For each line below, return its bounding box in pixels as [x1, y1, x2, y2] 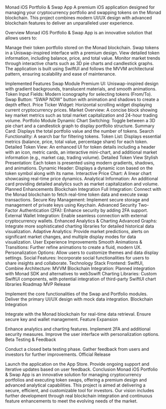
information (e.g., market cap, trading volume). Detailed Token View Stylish [5, 155, 159, 161]
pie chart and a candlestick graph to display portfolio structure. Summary [5, 123, 155, 129]
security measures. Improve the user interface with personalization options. [5, 331, 160, 337]
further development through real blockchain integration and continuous [5, 393, 153, 399]
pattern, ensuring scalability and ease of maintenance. [5, 71, 116, 77]
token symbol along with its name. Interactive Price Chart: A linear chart [5, 170, 152, 176]
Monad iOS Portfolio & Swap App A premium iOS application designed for [5, 4, 155, 10]
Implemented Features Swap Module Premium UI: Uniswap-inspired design [5, 81, 159, 86]
